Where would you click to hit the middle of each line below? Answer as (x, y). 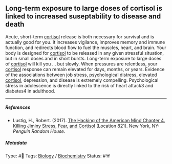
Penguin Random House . (39, 131)
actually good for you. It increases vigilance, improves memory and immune (85, 42)
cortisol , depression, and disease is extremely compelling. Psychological (82, 80)
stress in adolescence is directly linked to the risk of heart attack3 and (79, 85)
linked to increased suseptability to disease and (83, 17)
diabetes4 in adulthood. (30, 91)
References (18, 107)
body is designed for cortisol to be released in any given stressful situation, (84, 53)
